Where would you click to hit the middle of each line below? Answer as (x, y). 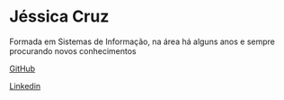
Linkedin (25, 86)
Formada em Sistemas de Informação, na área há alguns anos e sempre (142, 41)
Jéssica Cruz (59, 17)
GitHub (22, 68)
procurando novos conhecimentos (73, 50)
